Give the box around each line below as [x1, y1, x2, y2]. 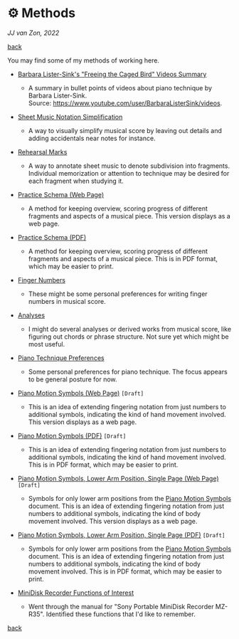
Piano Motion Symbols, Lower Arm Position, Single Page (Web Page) [17, 474, 219, 482]
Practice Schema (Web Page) [17, 190, 105, 199]
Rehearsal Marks [17, 147, 68, 156]
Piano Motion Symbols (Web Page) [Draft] [17, 389, 144, 397]
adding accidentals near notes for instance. [28, 134, 156, 142]
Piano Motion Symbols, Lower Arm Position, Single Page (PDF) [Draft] [17, 530, 225, 539]
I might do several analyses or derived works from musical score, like [28, 324, 232, 333]
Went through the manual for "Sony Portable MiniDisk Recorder [28, 602, 214, 611]
